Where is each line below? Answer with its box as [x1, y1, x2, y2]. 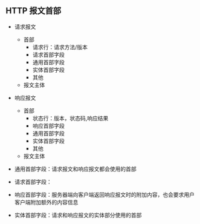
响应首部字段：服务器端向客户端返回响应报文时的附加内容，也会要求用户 [14, 191, 195, 198]
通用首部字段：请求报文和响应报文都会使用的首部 [14, 165, 137, 173]
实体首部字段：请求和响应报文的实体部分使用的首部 [14, 211, 142, 219]
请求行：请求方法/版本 [32, 43, 88, 50]
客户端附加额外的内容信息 [14, 199, 79, 206]
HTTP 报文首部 [5, 5, 62, 16]
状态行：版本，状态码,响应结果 [32, 114, 109, 122]
